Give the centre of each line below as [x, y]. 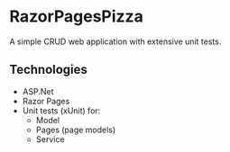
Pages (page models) [76, 130]
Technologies [49, 70]
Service [50, 139]
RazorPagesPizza [77, 17]
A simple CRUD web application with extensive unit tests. [115, 41]
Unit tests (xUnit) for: [61, 111]
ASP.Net [38, 91]
